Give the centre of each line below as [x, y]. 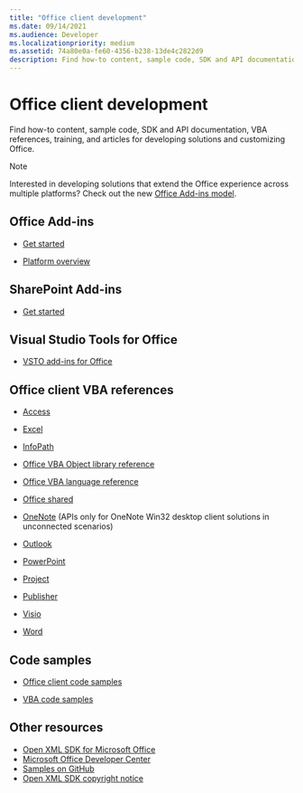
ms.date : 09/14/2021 [48, 26]
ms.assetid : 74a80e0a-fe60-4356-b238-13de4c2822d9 [106, 52]
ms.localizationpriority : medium [72, 43]
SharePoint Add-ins [66, 290]
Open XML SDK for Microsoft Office [89, 749]
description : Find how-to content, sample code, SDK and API [127, 60]
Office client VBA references [92, 390]
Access [37, 411]
